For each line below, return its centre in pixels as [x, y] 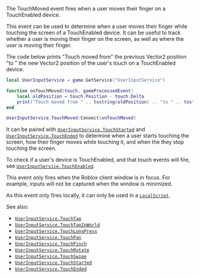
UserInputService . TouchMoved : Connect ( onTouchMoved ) [71, 118]
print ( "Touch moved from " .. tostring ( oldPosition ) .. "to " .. [99, 102]
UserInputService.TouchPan [48, 238]
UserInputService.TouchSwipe [51, 257]
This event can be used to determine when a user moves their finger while [97, 26]
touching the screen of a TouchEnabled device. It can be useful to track [93, 33]
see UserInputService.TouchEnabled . [51, 166]
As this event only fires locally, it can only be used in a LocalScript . [88, 196]
